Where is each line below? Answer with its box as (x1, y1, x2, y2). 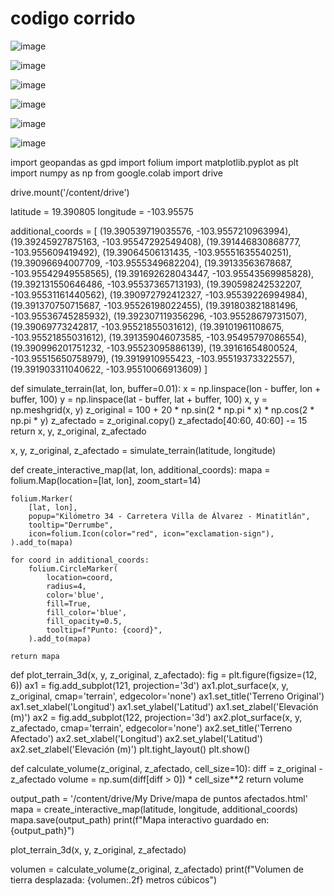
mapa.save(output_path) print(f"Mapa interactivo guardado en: (10, 813, 270, 826)
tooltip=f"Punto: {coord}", (46, 625, 163, 635)
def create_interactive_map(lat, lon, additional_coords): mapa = (10, 463, 271, 476)
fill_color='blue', (46, 607, 128, 617)
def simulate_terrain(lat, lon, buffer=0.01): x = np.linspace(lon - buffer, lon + (10, 382, 322, 394)
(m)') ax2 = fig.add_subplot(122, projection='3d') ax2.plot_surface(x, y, (10, 711, 303, 723)
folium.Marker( (10, 493, 74, 504)
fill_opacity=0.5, (46, 616, 123, 626)
